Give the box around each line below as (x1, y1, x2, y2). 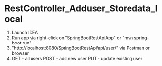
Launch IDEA (11, 29, 38, 35)
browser (11, 50, 29, 56)
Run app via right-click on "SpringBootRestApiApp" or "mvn (11, 35, 133, 41)
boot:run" (11, 40, 32, 45)
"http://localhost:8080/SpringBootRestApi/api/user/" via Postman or (11, 45, 150, 51)
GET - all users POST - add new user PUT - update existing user (11, 55, 143, 61)
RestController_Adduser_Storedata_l (4, 3, 158, 14)
